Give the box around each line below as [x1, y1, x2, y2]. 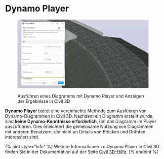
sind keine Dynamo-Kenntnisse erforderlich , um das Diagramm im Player [5, 118, 157, 124]
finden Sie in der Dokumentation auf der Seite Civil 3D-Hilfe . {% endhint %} [5, 149, 159, 155]
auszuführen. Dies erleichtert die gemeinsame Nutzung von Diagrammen [5, 124, 154, 129]
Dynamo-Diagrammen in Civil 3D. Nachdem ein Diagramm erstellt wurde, [5, 113, 154, 119]
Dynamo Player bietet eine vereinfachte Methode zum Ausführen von [5, 108, 147, 114]
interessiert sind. [5, 134, 40, 140]
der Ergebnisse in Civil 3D [17, 98, 70, 104]
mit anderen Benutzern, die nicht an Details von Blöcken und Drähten [5, 128, 146, 134]
